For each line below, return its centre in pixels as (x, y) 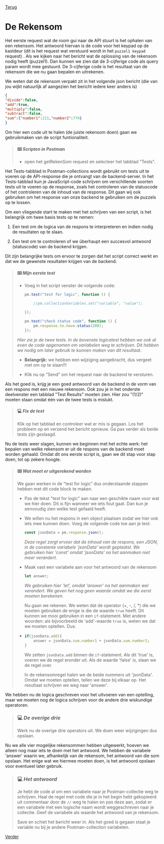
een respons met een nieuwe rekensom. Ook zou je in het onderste (73, 389)
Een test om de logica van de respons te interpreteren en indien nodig (82, 227)
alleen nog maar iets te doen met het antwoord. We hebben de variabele (78, 750)
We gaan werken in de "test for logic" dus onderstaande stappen (82, 484)
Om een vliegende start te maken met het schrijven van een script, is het (78, 212)
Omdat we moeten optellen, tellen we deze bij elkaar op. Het (85, 680)
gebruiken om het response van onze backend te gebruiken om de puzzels (81, 197)
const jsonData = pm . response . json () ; (64, 533)
